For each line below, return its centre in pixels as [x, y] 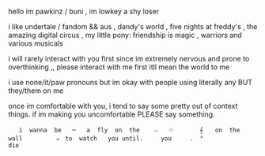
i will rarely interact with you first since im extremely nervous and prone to [129, 59]
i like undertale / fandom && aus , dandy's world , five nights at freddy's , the [133, 26]
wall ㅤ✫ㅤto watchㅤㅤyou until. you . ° [106, 139]
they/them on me [36, 91]
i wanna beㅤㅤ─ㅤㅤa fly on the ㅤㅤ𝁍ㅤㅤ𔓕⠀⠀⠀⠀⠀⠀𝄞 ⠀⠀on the [129, 130]
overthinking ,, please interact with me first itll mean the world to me [119, 67]
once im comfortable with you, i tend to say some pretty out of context [123, 106]
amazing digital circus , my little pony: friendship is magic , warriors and [125, 35]
